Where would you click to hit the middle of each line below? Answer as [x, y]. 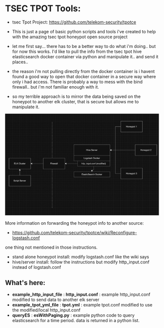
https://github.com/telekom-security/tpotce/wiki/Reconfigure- [74, 233]
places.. [20, 62]
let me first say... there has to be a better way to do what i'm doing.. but [84, 46]
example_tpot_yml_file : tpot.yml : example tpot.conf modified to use [82, 305]
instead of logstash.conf [37, 267]
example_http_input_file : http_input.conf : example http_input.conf [81, 295]
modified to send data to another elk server [56, 300]
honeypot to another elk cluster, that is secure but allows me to [75, 101]
